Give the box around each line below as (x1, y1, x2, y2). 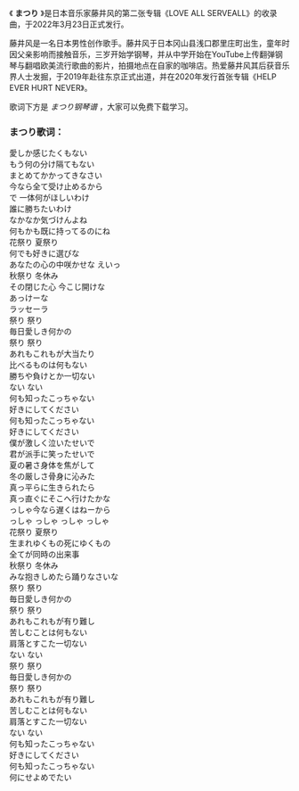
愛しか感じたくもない (9, 148, 87, 159)
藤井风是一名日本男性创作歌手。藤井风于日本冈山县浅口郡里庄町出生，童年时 (9, 38, 290, 48)
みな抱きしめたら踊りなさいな (9, 572, 118, 582)
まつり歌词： (9, 126, 65, 138)
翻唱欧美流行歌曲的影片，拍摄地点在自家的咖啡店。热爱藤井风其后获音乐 (24, 61, 290, 70)
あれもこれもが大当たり (9, 349, 95, 359)
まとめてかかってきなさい (9, 170, 102, 181)
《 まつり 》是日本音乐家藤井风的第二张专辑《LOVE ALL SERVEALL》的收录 (9, 8, 278, 18)
